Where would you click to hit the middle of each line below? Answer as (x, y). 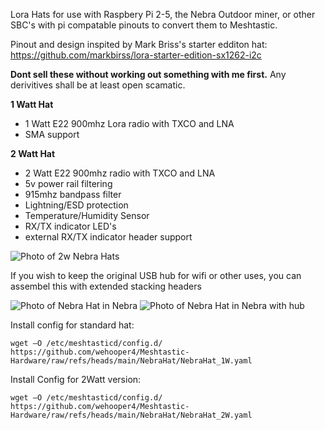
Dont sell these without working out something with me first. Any (148, 74)
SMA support (52, 134)
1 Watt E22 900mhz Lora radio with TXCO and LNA (129, 123)
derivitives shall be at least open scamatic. (98, 85)
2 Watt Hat (33, 153)
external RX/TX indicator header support (108, 237)
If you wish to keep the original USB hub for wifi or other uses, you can (156, 275)
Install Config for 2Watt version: (76, 379)
